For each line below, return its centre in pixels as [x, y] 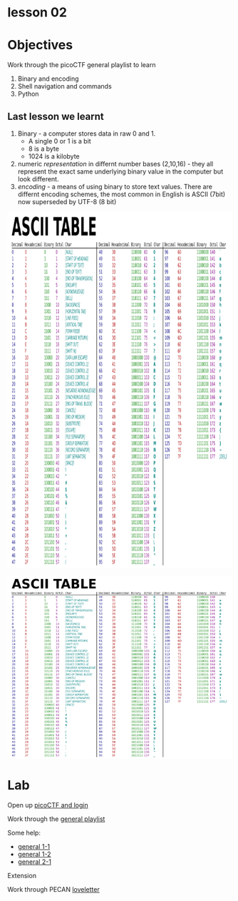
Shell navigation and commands [64, 86]
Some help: [24, 832]
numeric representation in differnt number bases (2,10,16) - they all [115, 163]
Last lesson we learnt [56, 116]
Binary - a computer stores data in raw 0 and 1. [87, 134]
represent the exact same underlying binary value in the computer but [120, 171]
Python [28, 94]
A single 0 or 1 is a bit [59, 141]
